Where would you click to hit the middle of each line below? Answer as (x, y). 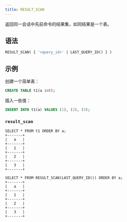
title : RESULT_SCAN (25, 9)
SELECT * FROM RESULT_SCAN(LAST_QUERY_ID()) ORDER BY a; (64, 178)
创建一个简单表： (22, 81)
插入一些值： (18, 101)
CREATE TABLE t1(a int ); (30, 91)
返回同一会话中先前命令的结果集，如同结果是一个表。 (58, 24)
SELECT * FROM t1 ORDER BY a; (36, 131)
